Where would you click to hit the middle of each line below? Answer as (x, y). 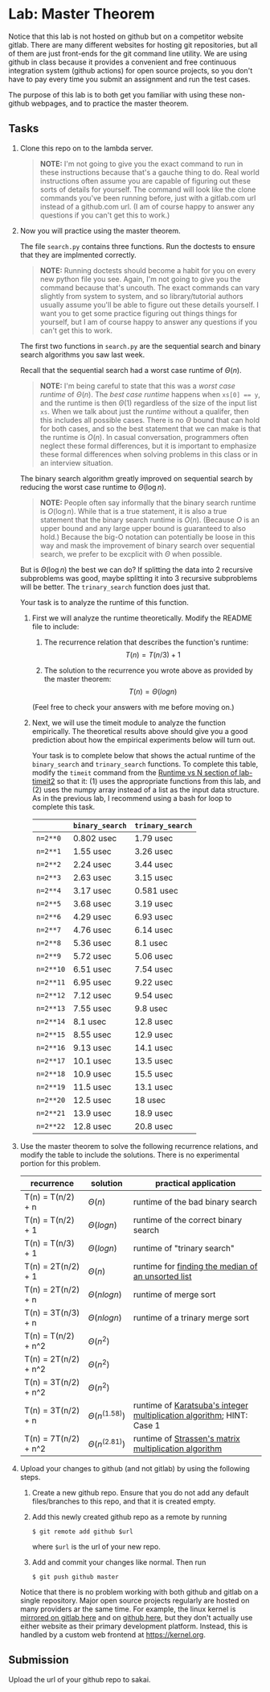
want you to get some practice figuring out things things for (139, 313)
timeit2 (43, 781)
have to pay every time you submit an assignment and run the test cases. (129, 79)
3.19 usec (154, 903)
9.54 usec (154, 995)
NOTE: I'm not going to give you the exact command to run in (141, 164)
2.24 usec (92, 865)
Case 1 (147, 1425)
